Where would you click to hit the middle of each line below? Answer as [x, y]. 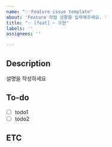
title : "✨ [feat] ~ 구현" [38, 23]
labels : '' [20, 28]
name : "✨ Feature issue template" [49, 12]
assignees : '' [24, 34]
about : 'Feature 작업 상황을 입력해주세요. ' [57, 17]
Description [28, 63]
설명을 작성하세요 [26, 78]
